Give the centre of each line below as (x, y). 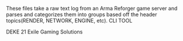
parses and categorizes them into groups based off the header (82, 14)
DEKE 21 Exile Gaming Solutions (44, 32)
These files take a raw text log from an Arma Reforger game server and (92, 8)
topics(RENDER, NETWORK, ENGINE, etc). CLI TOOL (69, 20)
